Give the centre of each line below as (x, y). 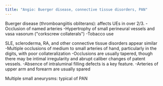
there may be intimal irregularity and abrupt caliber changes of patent (75, 58)
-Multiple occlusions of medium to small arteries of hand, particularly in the (81, 48)
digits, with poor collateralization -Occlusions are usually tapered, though (79, 53)
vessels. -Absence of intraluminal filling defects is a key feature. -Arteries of (82, 64)
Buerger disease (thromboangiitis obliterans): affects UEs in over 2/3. (75, 23)
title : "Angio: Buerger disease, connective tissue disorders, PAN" (76, 9)
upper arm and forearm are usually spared (48, 69)
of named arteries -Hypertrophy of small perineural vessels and (91, 28)
